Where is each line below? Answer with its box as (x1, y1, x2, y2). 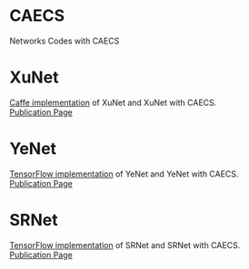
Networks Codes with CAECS (9, 35, 120, 46)
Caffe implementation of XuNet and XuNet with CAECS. (9, 97, 217, 108)
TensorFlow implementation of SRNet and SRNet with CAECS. (9, 239, 241, 250)
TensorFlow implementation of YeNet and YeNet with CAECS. (9, 168, 239, 179)
